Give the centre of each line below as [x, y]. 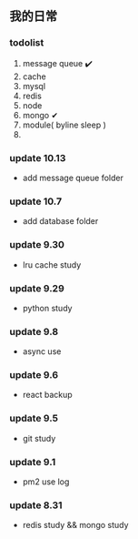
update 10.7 [35, 201]
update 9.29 [37, 288]
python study [47, 308]
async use [42, 351]
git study [39, 438]
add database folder [60, 221]
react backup [47, 395]
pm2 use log [46, 482]
